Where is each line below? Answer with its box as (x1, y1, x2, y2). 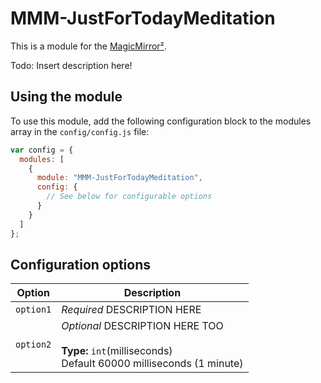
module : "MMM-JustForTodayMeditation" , (36, 173, 203, 183)
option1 (15, 304, 52, 316)
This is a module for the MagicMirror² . (10, 40, 167, 52)
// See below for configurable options (46, 192, 213, 202)
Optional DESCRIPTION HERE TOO (61, 319, 224, 333)
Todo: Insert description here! (10, 59, 133, 71)
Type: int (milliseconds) (61, 344, 173, 358)
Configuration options (10, 256, 152, 273)
